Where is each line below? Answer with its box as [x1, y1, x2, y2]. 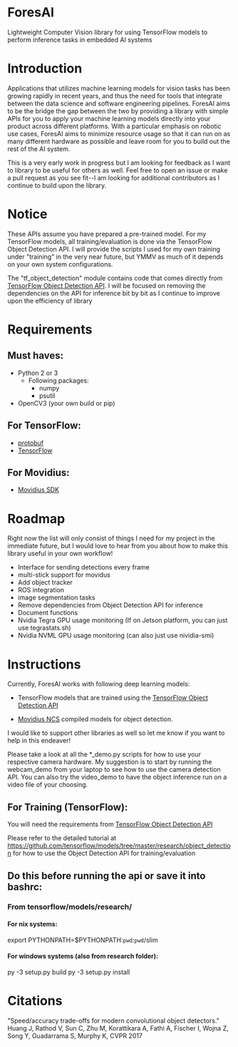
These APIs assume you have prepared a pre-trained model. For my [7, 229, 207, 238]
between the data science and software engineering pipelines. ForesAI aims [7, 99, 230, 108]
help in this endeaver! [7, 736, 71, 745]
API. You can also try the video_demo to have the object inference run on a [7, 773, 227, 781]
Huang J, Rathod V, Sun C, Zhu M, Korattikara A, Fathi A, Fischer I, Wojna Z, [7, 1023, 229, 1032]
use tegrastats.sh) [17, 624, 71, 632]
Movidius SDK [17, 485, 59, 494]
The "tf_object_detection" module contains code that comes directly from [7, 274, 223, 282]
